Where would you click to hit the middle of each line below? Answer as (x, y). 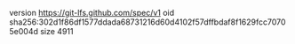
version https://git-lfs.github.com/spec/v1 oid (92, 13)
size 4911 (56, 31)
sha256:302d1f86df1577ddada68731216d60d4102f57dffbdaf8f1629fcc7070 (147, 22)
